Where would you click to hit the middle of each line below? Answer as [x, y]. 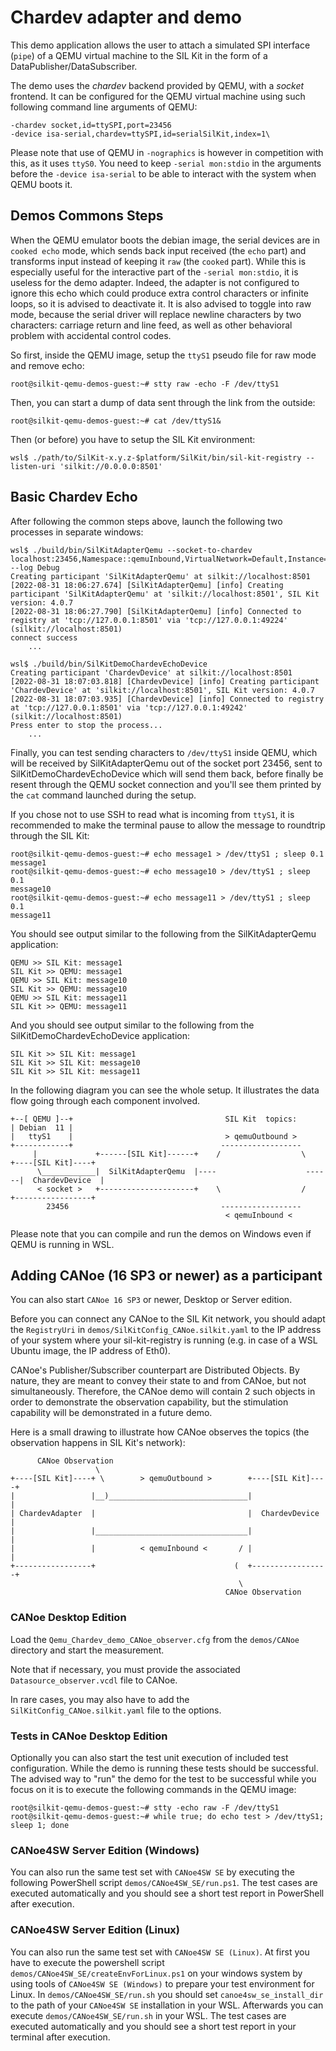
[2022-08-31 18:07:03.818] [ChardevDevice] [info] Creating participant [165, 681]
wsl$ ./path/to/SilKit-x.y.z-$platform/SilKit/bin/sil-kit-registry [156, 457]
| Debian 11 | [42, 1127]
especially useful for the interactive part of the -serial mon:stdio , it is [154, 272]
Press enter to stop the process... [86, 725]
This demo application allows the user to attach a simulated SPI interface [160, 45]
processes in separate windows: [77, 532]
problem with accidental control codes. [91, 335]
